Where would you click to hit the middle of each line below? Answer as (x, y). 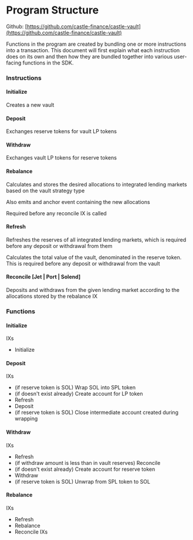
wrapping (26, 419)
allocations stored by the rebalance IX (52, 296)
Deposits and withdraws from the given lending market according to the (93, 290)
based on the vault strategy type (45, 191)
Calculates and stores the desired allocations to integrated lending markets (97, 184)
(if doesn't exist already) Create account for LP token (79, 394)
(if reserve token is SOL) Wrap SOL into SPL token (75, 388)
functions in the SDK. (48, 63)
